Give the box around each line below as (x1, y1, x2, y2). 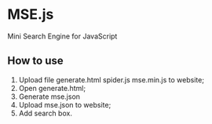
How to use (7, 54, 64, 67)
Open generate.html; (18, 83, 86, 93)
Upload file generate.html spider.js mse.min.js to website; (18, 75, 205, 84)
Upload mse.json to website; (18, 100, 111, 109)
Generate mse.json (18, 92, 80, 101)
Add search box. (18, 108, 72, 118)
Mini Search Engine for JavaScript (7, 31, 118, 41)
